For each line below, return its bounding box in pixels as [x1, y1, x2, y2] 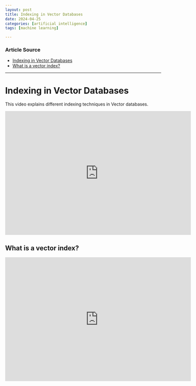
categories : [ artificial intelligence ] [5, 21, 88, 26]
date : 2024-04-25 [5, 16, 41, 21]
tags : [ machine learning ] [5, 26, 58, 31]
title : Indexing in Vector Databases [5, 12, 83, 17]
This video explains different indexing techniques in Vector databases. [5, 101, 148, 107]
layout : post [5, 7, 32, 12]
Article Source [5, 47, 41, 54]
